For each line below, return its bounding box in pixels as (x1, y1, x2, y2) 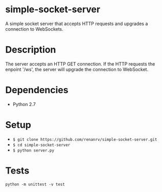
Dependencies (5, 84, 68, 96)
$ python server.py (12, 147, 55, 153)
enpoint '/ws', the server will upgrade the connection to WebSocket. (5, 66, 149, 72)
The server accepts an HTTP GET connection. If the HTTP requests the (5, 60, 155, 67)
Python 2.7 (12, 101, 36, 107)
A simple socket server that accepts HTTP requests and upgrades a (5, 20, 148, 27)
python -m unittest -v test (5, 182, 65, 187)
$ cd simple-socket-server (12, 142, 71, 147)
